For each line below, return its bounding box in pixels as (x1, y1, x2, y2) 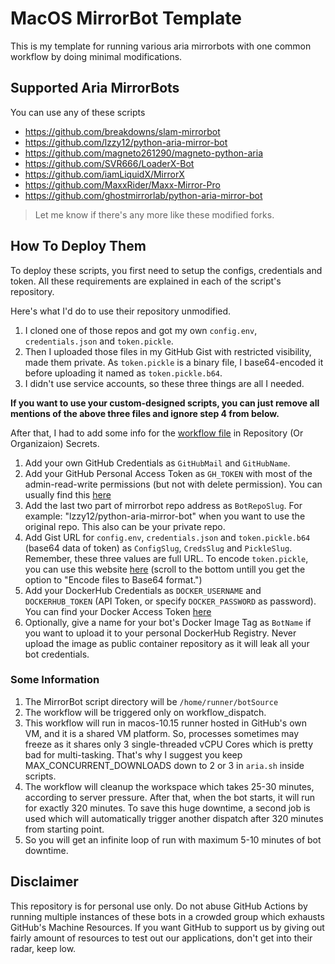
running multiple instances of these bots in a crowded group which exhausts (10, 910, 325, 922)
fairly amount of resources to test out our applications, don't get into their (10, 932, 313, 944)
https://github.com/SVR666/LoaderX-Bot (24, 157, 195, 169)
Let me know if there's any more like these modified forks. (34, 208, 275, 221)
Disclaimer (10, 873, 79, 891)
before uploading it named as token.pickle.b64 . (24, 367, 223, 379)
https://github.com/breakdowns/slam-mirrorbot (24, 125, 221, 137)
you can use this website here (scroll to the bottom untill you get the (24, 563, 306, 575)
